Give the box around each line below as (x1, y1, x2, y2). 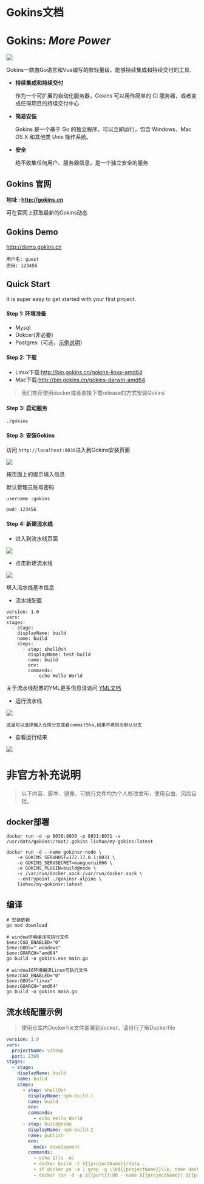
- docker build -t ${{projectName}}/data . (33, 1161, 146, 1167)
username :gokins (6, 496, 50, 502)
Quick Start (6, 279, 50, 289)
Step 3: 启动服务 (6, 404, 47, 411)
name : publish (28, 1132, 64, 1138)
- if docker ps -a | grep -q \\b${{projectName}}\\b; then (33, 1166, 186, 1173)
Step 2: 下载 (6, 354, 37, 361)
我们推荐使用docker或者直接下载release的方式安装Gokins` (21, 389, 167, 396)
